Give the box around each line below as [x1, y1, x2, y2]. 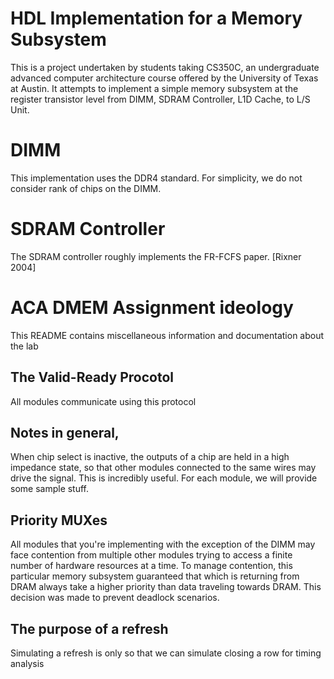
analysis [10, 658, 45, 669]
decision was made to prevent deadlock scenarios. [10, 592, 220, 604]
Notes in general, [10, 424, 120, 441]
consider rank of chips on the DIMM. [10, 182, 162, 194]
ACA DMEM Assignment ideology [10, 297, 294, 319]
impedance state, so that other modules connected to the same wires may [10, 462, 317, 474]
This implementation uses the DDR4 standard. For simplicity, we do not [10, 172, 303, 184]
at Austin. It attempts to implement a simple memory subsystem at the [10, 82, 299, 94]
